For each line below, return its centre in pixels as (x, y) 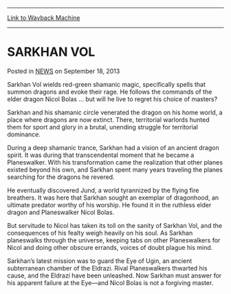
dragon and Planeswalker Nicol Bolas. (61, 212)
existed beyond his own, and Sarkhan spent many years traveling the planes (115, 169)
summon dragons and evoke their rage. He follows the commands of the (110, 92)
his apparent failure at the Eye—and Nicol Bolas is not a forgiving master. (110, 282)
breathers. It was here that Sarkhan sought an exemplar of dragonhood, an (113, 198)
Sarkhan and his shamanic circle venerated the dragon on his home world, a (115, 112)
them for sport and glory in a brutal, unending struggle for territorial (102, 127)
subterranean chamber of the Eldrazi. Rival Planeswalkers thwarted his (107, 268)
